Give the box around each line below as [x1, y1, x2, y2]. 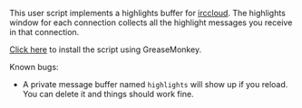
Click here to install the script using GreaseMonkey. [9, 44, 202, 55]
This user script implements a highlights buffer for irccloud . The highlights [9, 8, 286, 18]
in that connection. [9, 27, 80, 37]
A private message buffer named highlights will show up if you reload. [22, 79, 288, 89]
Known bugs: [9, 62, 59, 72]
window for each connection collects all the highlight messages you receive [9, 17, 293, 28]
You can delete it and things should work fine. [22, 89, 194, 99]
